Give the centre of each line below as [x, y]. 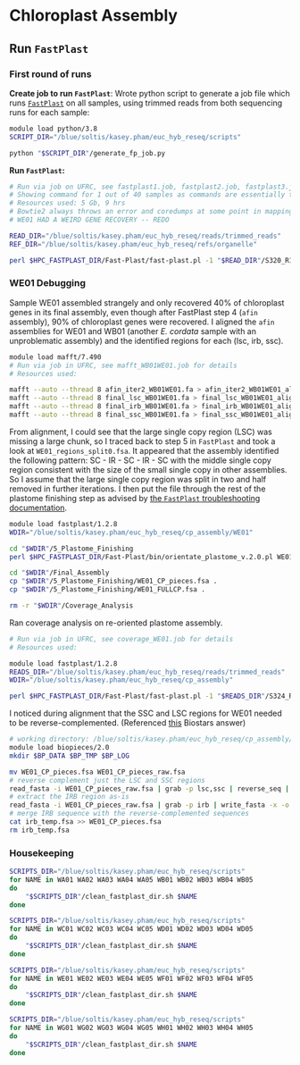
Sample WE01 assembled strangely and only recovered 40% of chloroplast [147, 302]
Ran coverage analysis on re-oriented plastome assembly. [116, 623]
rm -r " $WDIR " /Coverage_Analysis [71, 606]
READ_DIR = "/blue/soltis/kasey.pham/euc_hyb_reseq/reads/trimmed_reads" [145, 236]
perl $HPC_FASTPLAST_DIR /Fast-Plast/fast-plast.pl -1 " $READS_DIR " [137, 696]
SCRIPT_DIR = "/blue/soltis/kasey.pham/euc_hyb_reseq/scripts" [125, 137]
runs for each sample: [50, 112]
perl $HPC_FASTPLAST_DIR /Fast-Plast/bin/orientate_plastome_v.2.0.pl [142, 557]
